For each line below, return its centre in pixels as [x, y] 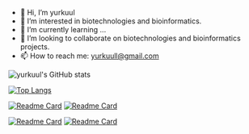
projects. [35, 47]
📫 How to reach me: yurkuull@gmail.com [89, 56]
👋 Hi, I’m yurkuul [47, 13]
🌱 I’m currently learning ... [63, 29]
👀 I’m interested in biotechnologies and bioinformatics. [111, 21]
